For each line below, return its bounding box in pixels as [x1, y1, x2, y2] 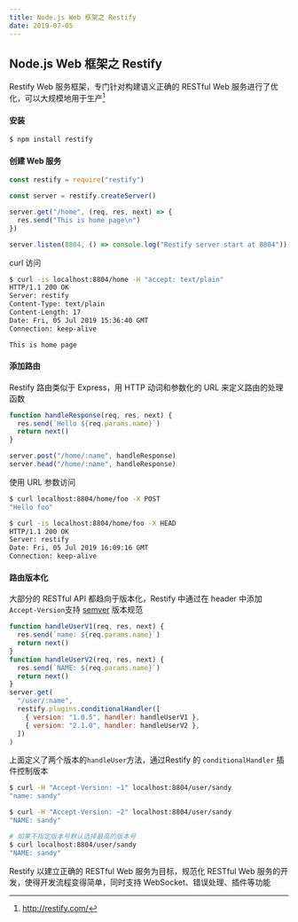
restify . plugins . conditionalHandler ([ [17, 705, 161, 714]
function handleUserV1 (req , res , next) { [9, 622, 165, 631]
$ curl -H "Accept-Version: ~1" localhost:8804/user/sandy [9, 784, 232, 793]
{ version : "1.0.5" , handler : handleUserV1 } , [25, 713, 200, 722]
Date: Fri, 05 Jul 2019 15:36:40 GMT [9, 316, 149, 324]
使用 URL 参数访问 [9, 476, 76, 488]
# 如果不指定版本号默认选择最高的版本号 [9, 832, 137, 840]
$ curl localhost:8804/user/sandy [9, 840, 137, 849]
